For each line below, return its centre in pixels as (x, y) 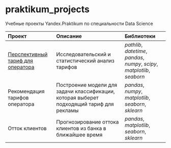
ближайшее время (79, 135)
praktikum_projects (48, 9)
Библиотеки (140, 36)
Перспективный (28, 54)
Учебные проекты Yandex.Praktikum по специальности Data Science (79, 23)
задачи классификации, (85, 91)
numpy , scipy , (141, 64)
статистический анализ (85, 61)
